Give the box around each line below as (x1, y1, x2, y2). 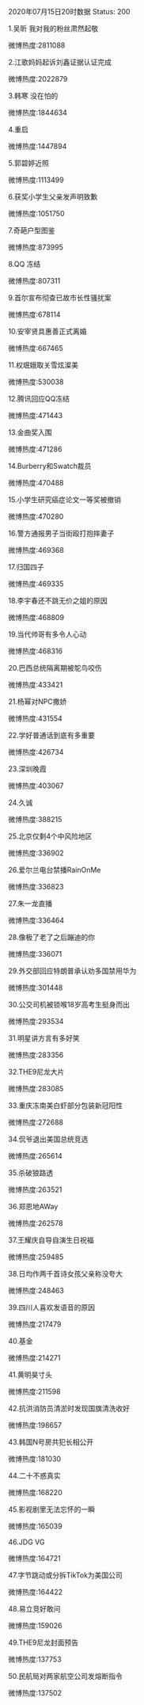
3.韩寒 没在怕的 (8, 91, 59, 101)
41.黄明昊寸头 (8, 1370, 53, 1380)
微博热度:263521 (8, 1185, 63, 1194)
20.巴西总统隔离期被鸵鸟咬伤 (8, 664, 103, 672)
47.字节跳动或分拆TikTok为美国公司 (8, 1570, 123, 1580)
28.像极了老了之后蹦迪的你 (8, 933, 95, 942)
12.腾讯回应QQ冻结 (8, 394, 70, 403)
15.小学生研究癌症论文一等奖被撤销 (8, 495, 121, 504)
